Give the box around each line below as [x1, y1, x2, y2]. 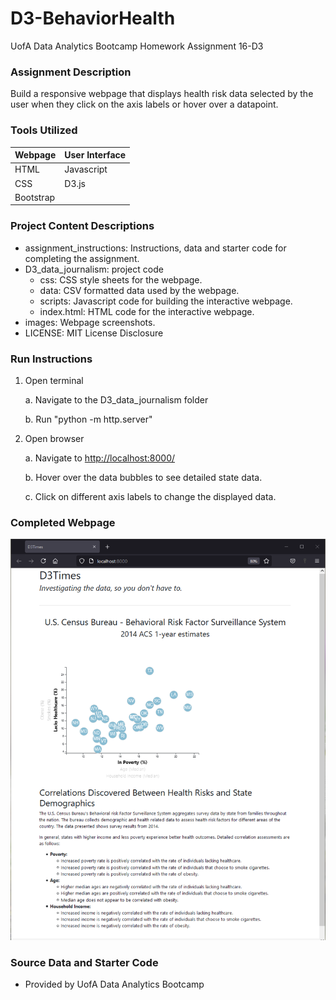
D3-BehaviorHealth [10, 7, 176, 30]
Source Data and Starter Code [10, 956, 159, 969]
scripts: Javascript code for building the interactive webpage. [39, 295, 293, 307]
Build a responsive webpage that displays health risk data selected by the [10, 88, 314, 100]
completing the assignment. [24, 252, 140, 264]
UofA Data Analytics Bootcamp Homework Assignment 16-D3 [10, 40, 264, 52]
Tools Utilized [10, 123, 78, 137]
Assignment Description [10, 65, 132, 79]
